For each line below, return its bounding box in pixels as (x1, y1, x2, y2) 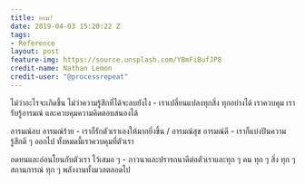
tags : (10, 30, 31, 39)
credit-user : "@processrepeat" (10, 73, 129, 82)
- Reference (10, 38, 55, 48)
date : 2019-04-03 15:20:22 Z (10, 22, 121, 31)
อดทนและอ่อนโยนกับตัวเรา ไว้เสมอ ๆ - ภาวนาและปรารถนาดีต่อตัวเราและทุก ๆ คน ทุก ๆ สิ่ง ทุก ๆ (10, 153, 296, 164)
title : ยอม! (10, 13, 54, 23)
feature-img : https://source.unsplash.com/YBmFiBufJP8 (10, 55, 222, 64)
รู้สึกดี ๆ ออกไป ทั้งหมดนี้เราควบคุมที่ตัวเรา (10, 135, 134, 146)
